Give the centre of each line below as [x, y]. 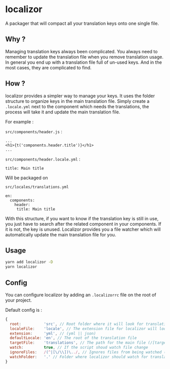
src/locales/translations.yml [37, 187]
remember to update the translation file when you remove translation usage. [84, 57]
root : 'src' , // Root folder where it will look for [77, 324]
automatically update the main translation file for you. [61, 234]
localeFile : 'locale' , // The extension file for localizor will [83, 329]
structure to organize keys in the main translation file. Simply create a [77, 101]
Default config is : [24, 310]
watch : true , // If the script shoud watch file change [79, 348]
